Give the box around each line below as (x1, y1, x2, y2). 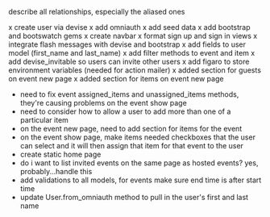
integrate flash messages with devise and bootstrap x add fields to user (8, 40, 247, 49)
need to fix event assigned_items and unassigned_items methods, (19, 90, 239, 99)
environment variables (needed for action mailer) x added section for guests (8, 65, 262, 75)
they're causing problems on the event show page (19, 98, 187, 107)
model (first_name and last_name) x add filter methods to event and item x (8, 48, 255, 57)
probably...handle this (19, 167, 93, 176)
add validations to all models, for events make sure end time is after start (19, 175, 262, 185)
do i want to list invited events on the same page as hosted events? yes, (19, 158, 259, 168)
